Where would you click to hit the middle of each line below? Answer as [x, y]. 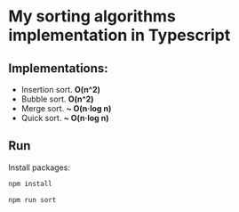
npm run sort [32, 200]
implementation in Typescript [119, 35]
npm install [30, 183]
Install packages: [39, 167]
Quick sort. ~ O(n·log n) [65, 118]
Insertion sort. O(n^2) [61, 90]
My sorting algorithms [92, 16]
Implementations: [58, 68]
